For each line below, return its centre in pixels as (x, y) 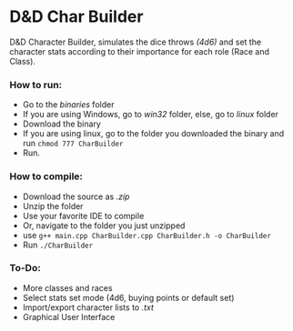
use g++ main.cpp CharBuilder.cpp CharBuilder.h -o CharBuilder (146, 235)
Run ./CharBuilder (58, 245)
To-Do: (25, 268)
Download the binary (62, 124)
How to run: (36, 85)
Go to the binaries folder (68, 105)
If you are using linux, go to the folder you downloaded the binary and (153, 134)
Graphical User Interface (69, 316)
